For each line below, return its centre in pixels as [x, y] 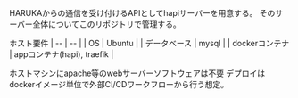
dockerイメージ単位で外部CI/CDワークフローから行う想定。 [119, 84]
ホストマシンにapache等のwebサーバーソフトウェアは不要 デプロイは [137, 73]
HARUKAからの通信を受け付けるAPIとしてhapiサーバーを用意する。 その [142, 13]
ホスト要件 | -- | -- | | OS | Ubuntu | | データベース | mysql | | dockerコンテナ [149, 43]
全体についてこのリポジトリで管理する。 [107, 24]
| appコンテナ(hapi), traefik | [62, 54]
